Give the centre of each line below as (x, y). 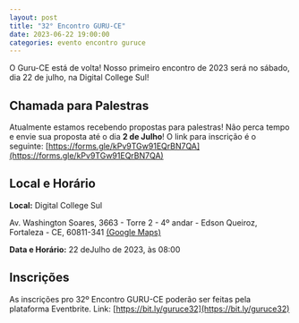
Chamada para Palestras (79, 105)
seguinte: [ (29, 146)
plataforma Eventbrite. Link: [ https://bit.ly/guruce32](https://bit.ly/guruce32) (149, 309)
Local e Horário (52, 184)
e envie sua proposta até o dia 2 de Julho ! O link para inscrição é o (133, 137)
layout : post (34, 17)
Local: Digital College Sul (56, 205)
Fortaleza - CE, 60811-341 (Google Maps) (85, 232)
